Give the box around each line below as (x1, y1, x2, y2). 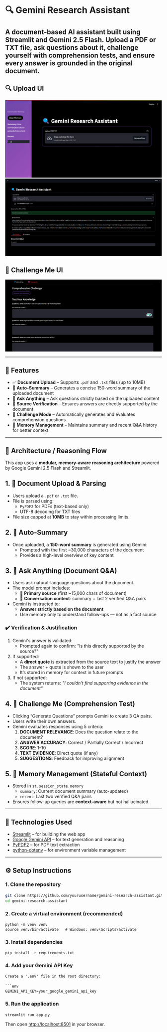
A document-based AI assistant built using (5, 27, 141, 36)
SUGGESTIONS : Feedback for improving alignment (19, 755, 124, 761)
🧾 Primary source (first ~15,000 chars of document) (19, 590, 127, 596)
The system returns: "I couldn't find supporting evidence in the (19, 680, 149, 686)
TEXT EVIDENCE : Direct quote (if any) (19, 750, 98, 756)
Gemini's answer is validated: (12, 637, 73, 644)
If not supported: (12, 675, 47, 681)
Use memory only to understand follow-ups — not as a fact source (19, 612, 157, 618)
